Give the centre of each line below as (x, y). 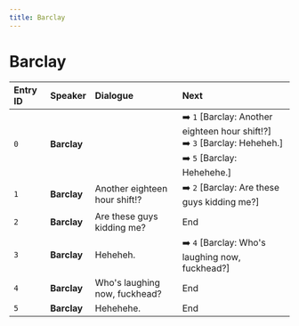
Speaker (68, 95)
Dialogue (114, 95)
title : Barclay (37, 17)
